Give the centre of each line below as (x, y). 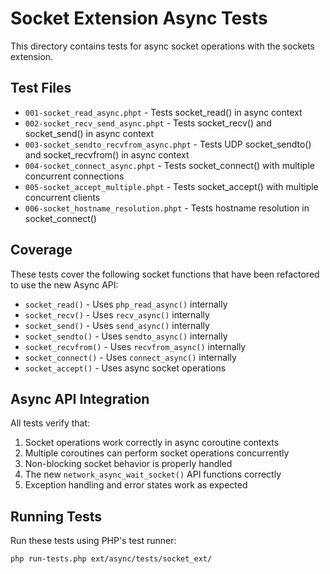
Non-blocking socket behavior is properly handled (128, 464)
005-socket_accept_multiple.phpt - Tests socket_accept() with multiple (171, 186)
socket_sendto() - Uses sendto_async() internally (126, 336)
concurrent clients (62, 197)
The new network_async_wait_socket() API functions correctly (153, 474)
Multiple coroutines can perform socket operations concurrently (157, 453)
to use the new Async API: (64, 284)
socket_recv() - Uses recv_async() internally (117, 314)
